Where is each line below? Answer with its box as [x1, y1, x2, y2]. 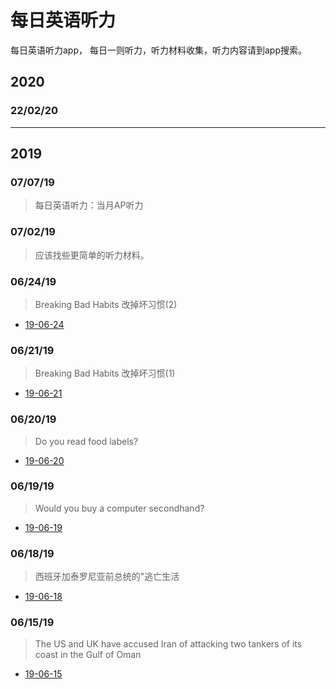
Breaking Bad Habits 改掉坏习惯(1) [34, 367, 176, 380]
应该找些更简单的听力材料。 [34, 249, 150, 261]
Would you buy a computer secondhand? [34, 502, 205, 514]
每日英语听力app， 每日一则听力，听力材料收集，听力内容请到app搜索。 [10, 44, 307, 56]
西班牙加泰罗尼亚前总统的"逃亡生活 [34, 571, 180, 583]
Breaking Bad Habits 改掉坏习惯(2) [34, 298, 178, 310]
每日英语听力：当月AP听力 [34, 199, 144, 211]
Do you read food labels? [34, 435, 139, 447]
